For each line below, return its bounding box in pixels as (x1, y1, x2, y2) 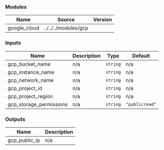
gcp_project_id (7, 85, 42, 92)
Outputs (5, 115, 26, 122)
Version (93, 16, 112, 23)
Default (132, 52, 150, 59)
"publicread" (126, 101, 157, 107)
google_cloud (7, 25, 40, 32)
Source (57, 16, 75, 23)
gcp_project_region (7, 93, 53, 100)
